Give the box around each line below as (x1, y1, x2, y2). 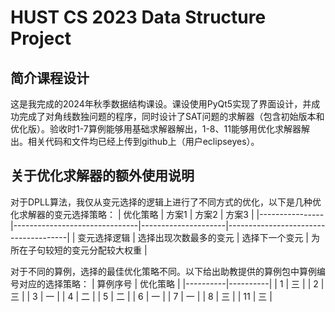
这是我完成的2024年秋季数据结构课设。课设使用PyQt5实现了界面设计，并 (10, 98, 312, 110)
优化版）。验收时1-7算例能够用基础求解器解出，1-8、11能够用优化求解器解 (10, 123, 310, 135)
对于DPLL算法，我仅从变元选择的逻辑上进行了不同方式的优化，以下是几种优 (10, 196, 322, 208)
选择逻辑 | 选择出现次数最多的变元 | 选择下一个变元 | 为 (94, 231, 320, 243)
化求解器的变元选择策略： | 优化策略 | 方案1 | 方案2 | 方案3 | (10, 208, 255, 220)
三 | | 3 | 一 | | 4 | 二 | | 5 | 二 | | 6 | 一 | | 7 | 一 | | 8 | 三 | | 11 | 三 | (10, 290, 273, 302)
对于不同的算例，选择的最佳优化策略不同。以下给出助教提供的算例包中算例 (10, 265, 317, 277)
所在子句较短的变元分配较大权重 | (10, 244, 148, 256)
